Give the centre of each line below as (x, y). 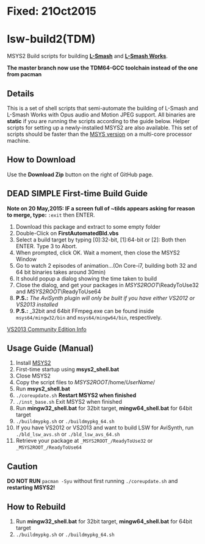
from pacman (24, 74)
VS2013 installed (37, 304)
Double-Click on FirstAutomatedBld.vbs (67, 233)
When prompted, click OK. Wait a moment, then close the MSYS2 (98, 252)
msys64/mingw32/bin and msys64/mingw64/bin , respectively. (89, 317)
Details (20, 94)
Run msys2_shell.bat (43, 389)
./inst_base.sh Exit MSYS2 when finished (69, 402)
